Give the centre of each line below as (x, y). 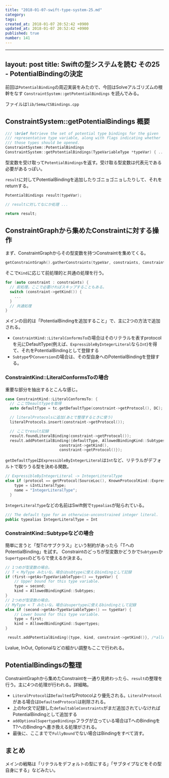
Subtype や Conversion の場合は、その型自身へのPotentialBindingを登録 (84, 357)
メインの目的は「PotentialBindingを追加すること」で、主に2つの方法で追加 (83, 321)
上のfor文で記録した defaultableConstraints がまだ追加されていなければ (87, 708)
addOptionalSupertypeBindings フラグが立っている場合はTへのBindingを (86, 720)
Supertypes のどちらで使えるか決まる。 (45, 558)
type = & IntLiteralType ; (40, 486)
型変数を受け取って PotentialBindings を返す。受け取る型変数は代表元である (83, 162)
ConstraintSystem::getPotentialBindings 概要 (78, 122)
